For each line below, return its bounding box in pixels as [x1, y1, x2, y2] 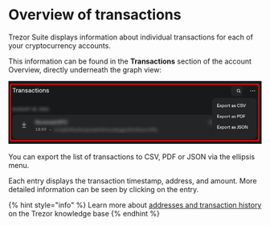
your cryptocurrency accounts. [8, 40, 111, 50]
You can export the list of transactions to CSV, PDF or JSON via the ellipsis [8, 152, 256, 162]
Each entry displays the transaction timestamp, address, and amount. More [8, 176, 257, 186]
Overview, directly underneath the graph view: [8, 64, 162, 74]
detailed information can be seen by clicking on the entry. [8, 185, 199, 195]
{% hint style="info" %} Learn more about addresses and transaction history [8, 200, 262, 210]
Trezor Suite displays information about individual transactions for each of [8, 32, 253, 42]
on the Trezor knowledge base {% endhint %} [8, 209, 161, 219]
